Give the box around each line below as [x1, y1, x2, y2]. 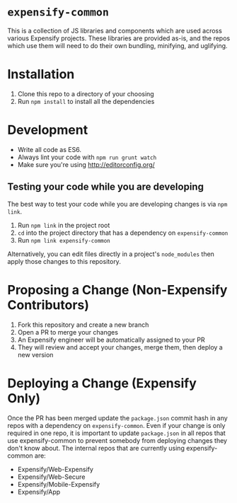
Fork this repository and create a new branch [17, 320, 149, 329]
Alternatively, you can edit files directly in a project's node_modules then [7, 250, 214, 258]
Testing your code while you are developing [7, 181, 204, 193]
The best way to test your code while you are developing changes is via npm [7, 200, 228, 208]
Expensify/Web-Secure [17, 473, 86, 481]
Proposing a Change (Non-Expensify [7, 282, 228, 298]
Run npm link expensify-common [17, 236, 111, 244]
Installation [7, 67, 75, 83]
